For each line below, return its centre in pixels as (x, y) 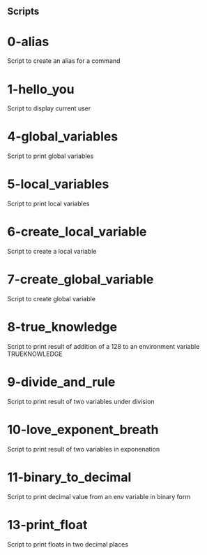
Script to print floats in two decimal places (68, 544)
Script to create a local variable (52, 252)
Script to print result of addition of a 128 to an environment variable (103, 346)
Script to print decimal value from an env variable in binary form (99, 496)
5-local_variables (58, 184)
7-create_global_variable (80, 280)
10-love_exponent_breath (83, 430)
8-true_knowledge (62, 327)
